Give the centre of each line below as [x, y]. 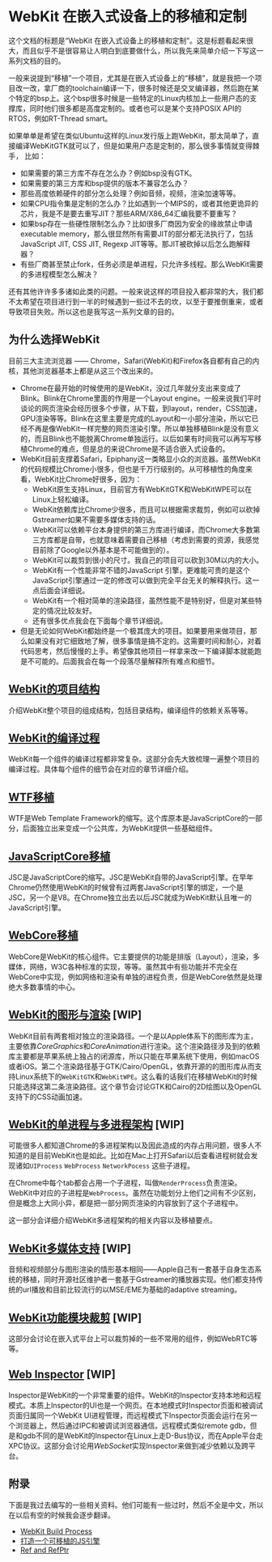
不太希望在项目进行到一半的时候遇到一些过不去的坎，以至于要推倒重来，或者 [136, 301]
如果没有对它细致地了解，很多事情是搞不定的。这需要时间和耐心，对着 [144, 641]
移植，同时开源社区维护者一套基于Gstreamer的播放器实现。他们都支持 [139, 1280]
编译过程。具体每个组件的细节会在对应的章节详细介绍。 [100, 769]
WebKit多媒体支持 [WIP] [70, 1248]
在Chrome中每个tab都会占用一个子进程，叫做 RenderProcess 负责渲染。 [125, 1183]
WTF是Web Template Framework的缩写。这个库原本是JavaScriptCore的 [128, 818]
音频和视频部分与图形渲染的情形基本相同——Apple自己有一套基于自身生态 [132, 1269]
